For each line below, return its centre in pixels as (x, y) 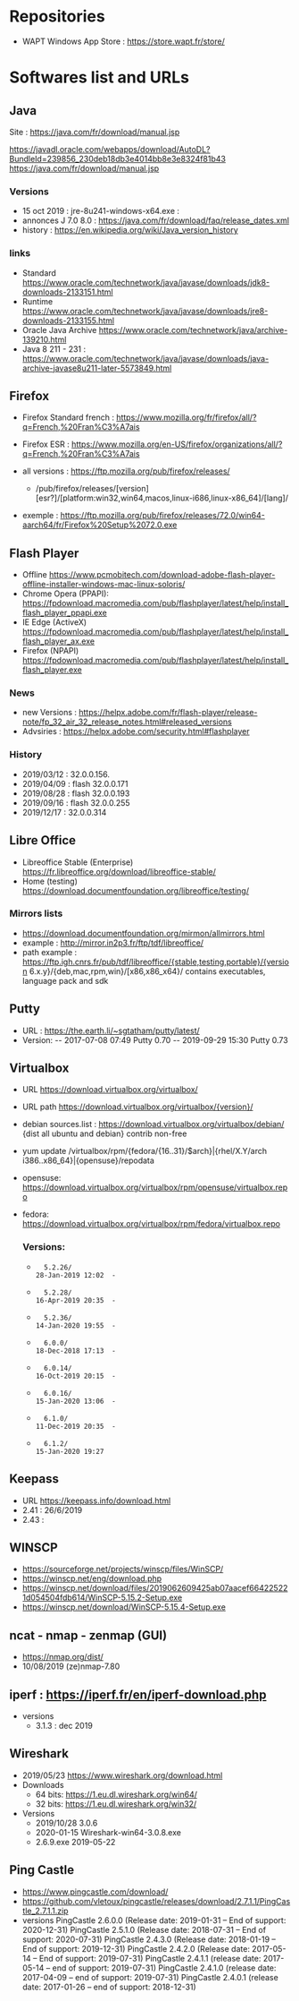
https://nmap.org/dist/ (63, 1657)
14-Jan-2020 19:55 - (75, 1325)
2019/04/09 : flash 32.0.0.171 (75, 783)
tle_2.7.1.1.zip (45, 1911)
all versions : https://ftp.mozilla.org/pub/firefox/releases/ (126, 471)
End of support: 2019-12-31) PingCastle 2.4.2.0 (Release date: (136, 1948)
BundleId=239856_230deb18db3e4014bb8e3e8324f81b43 (117, 158)
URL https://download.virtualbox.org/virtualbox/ (110, 1090)
